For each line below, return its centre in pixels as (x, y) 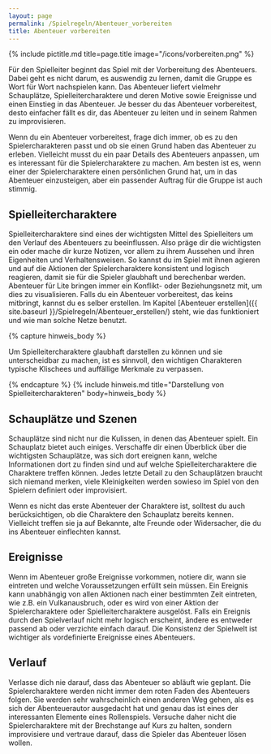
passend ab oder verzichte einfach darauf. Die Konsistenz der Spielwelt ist (133, 628)
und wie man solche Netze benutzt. (68, 321)
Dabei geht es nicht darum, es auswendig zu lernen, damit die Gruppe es (130, 79)
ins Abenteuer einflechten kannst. (65, 532)
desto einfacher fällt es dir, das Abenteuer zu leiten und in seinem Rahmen (133, 113)
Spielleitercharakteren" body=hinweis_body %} (87, 394)
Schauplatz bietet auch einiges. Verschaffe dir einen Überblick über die (128, 447)
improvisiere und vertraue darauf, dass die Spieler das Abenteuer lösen (127, 734)
